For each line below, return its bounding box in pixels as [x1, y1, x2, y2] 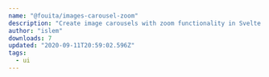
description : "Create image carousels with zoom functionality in [8, 19, 236, 27]
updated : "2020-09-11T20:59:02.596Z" [8, 42, 135, 50]
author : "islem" [8, 26, 63, 34]
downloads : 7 [8, 34, 52, 43]
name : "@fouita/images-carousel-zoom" [8, 11, 139, 20]
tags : [8, 49, 27, 57]
